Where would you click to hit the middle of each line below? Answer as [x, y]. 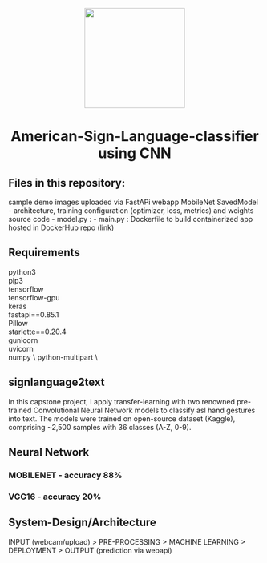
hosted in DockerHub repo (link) [61, 227]
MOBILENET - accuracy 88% [65, 475]
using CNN [135, 153]
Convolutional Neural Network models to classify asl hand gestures [144, 410]
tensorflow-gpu [34, 297]
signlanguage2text [57, 382]
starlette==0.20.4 [37, 332]
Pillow [18, 323]
